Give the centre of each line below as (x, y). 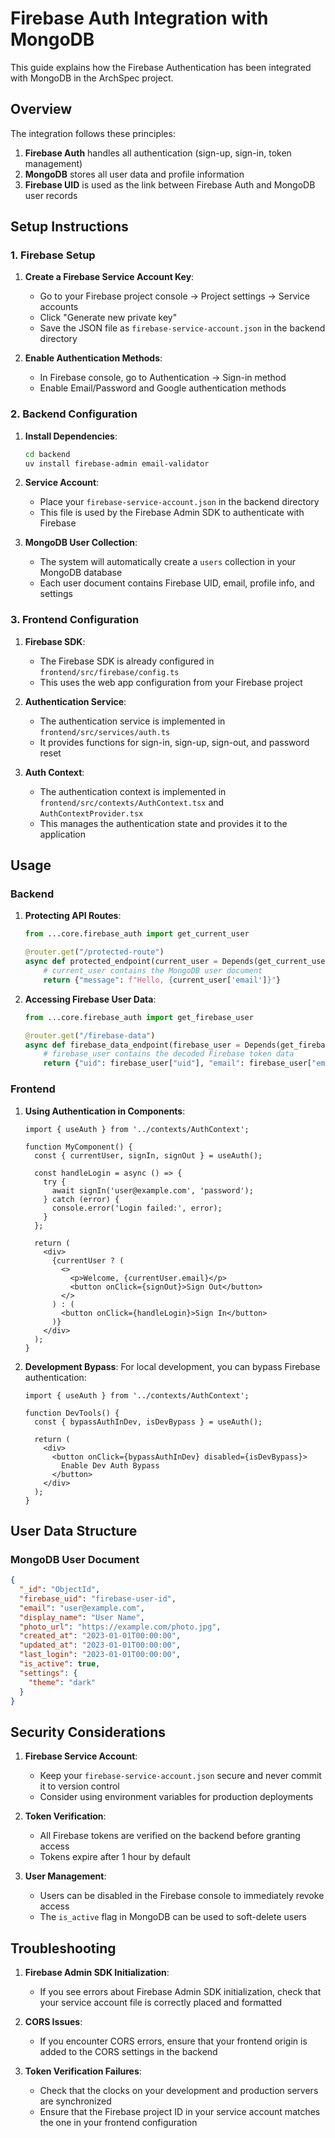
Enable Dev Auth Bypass (110, 1465)
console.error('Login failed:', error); (137, 1208)
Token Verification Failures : (83, 2071)
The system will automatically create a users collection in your (168, 562)
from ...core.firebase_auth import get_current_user (137, 934)
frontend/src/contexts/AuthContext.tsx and (132, 802)
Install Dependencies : (71, 436)
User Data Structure (74, 1530)
